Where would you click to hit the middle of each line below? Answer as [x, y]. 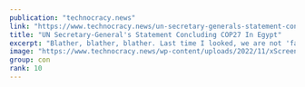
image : [22, 52]
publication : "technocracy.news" [73, 18]
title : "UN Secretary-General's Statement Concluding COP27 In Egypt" [146, 34]
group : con [30, 60]
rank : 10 [26, 69]
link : [20, 26]
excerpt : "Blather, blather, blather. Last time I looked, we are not [146, 43]
